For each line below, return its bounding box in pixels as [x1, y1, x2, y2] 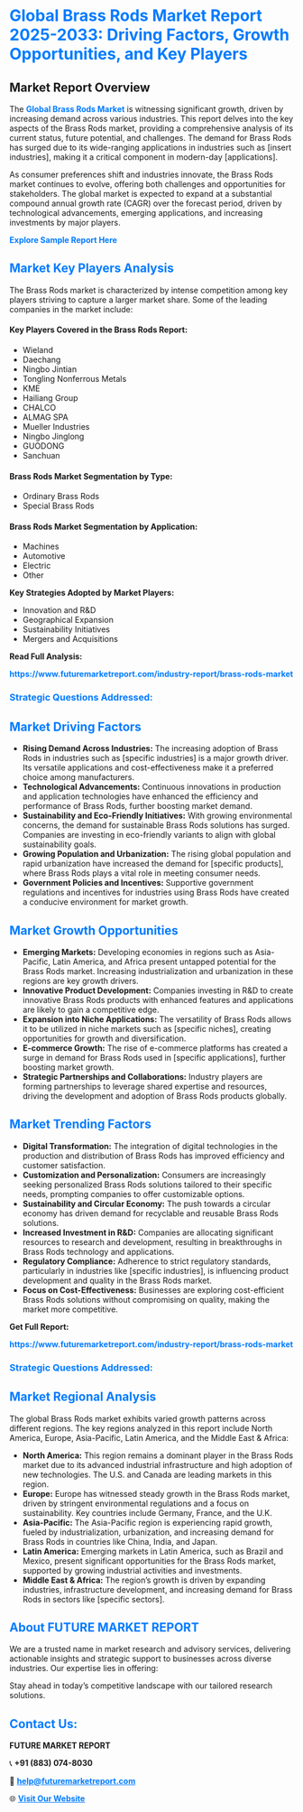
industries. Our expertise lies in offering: [9, 1663, 159, 1674]
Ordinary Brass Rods [22, 491, 100, 502]
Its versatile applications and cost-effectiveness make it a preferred [22, 762, 274, 773]
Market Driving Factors [9, 719, 142, 734]
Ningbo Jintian [22, 364, 78, 375]
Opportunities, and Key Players [9, 44, 248, 64]
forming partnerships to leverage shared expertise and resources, [22, 1081, 268, 1092]
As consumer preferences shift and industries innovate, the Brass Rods [9, 169, 273, 180]
